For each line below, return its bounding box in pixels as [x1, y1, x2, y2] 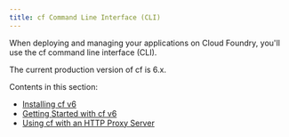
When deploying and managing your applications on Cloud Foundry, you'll [9, 37, 280, 48]
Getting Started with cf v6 [21, 108, 117, 118]
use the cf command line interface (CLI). [9, 46, 157, 58]
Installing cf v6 [21, 99, 77, 109]
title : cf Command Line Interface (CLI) [9, 12, 162, 22]
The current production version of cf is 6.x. [9, 64, 167, 75]
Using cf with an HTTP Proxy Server [21, 117, 156, 128]
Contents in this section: [9, 81, 98, 92]
